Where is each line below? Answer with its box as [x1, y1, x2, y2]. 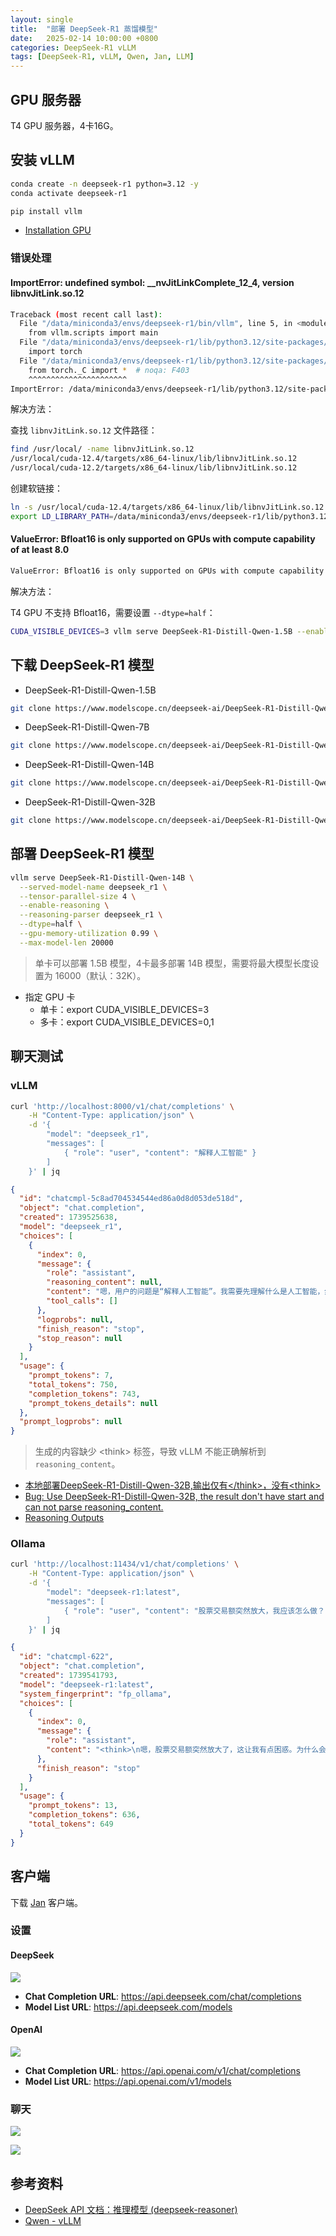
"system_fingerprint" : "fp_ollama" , [19, 1689, 172, 1699]
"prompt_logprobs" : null [19, 1417, 123, 1427]
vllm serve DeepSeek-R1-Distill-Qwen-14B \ [10, 872, 195, 883]
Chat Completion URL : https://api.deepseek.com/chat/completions [24, 1990, 302, 2002]
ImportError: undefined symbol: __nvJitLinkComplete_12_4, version [10, 276, 295, 288]
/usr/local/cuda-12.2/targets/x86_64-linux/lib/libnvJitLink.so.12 [10, 463, 298, 473]
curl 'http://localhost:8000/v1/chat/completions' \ [10, 1101, 235, 1111]
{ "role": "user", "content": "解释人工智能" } [63, 1147, 257, 1158]
